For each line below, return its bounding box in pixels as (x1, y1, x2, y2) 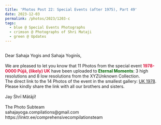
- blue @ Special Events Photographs (9, 25, 86, 30)
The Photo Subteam (5, 104, 45, 109)
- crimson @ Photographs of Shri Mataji (9, 30, 92, 34)
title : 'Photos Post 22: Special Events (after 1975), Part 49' (5, 7, 137, 12)
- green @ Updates (9, 34, 47, 39)
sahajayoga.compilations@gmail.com (5, 109, 79, 115)
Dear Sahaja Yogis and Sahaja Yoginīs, (5, 52, 82, 58)
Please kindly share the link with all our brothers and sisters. (5, 83, 125, 89)
